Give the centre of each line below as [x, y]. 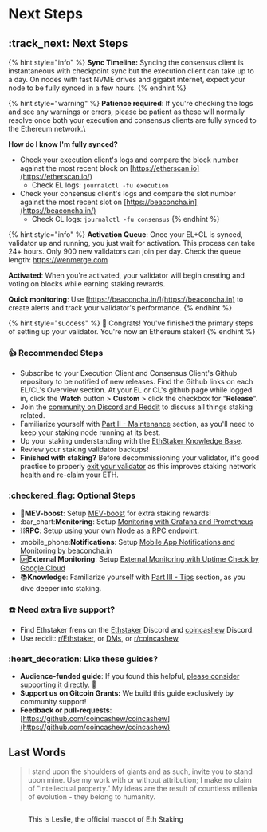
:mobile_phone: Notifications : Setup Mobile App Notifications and [127, 542]
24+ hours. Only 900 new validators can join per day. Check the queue [125, 251]
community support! [53, 702]
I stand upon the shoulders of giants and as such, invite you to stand [140, 771]
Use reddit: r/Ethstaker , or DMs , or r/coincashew [99, 638]
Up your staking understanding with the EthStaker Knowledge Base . [131, 441]
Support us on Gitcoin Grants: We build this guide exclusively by [126, 693]
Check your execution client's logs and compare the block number [129, 160]
